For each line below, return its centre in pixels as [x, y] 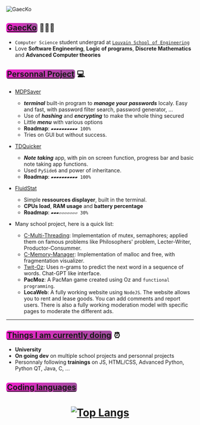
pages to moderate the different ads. [69, 311]
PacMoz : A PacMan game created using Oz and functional [96, 279]
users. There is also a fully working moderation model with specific [106, 305]
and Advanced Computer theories [58, 55]
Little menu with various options [63, 122]
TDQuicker [28, 146]
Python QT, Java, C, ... [42, 369]
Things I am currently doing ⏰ [63, 336]
